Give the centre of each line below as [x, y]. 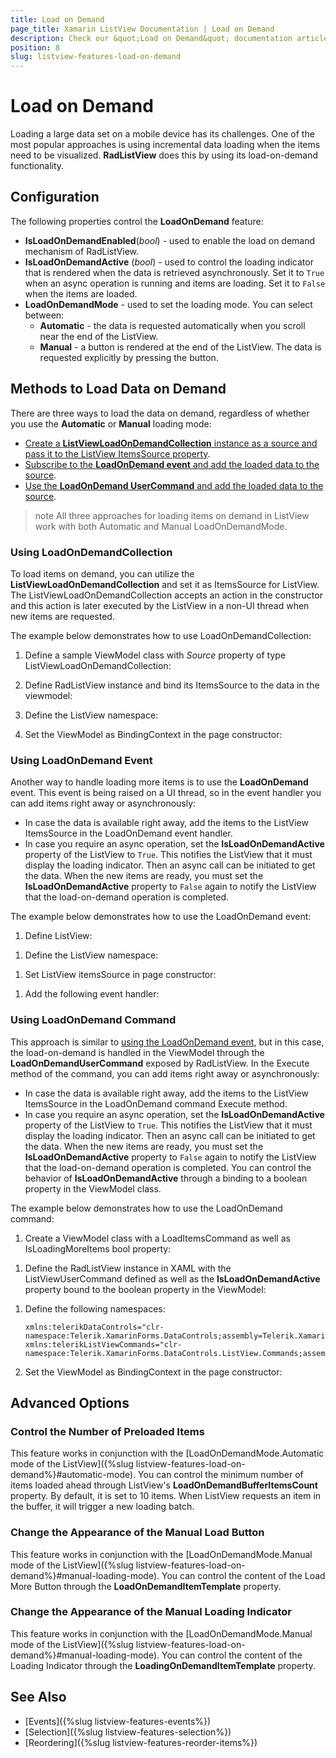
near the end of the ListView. [99, 336]
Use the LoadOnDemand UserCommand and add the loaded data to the [174, 485]
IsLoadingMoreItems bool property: [98, 1248]
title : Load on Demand [57, 19]
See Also [38, 1697]
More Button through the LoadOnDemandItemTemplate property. [146, 1586]
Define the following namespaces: [95, 1308]
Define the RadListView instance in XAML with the [128, 1268]
